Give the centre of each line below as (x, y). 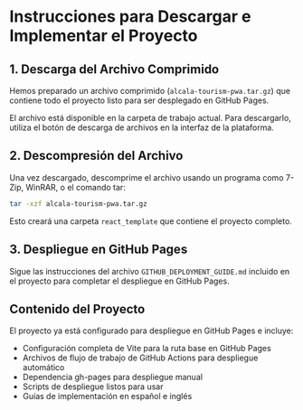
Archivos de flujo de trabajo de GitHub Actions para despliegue (140, 358)
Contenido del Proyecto (77, 309)
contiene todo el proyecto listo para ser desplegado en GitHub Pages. (139, 100)
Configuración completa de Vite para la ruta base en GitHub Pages (147, 349)
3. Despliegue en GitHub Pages (99, 250)
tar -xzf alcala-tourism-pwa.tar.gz (78, 204)
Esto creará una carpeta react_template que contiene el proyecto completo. (151, 221)
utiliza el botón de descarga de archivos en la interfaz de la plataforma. (142, 127)
